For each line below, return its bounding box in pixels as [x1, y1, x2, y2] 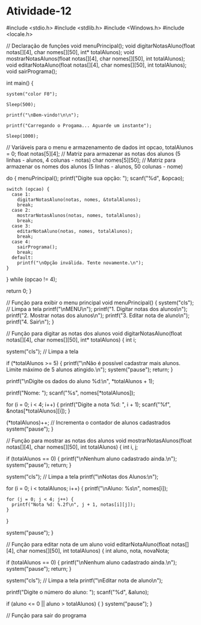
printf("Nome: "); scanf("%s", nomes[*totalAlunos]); [6, 389, 135, 396]
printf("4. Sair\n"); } [6, 318, 54, 325]
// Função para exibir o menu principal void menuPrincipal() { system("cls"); [6, 299, 194, 306]
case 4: [11, 239, 31, 245]
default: [11, 254, 34, 260]
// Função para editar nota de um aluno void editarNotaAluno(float [6, 540, 170, 548]
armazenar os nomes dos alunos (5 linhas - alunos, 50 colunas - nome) [6, 162, 184, 170]
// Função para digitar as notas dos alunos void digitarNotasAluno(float [6, 330, 182, 337]
